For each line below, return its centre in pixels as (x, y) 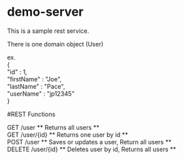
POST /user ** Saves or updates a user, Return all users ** (89, 142)
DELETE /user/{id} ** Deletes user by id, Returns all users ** (91, 149)
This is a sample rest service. (48, 31)
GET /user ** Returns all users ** (53, 127)
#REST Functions (31, 114)
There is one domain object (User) (55, 44)
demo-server (45, 12)
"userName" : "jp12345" (41, 94)
